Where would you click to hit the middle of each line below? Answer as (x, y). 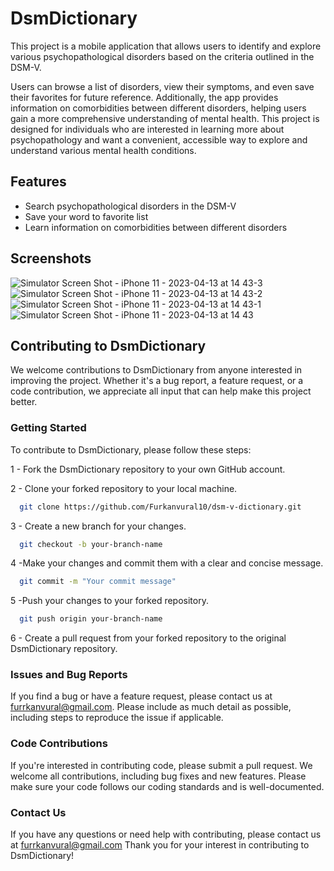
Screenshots (51, 258)
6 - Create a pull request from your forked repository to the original (148, 638)
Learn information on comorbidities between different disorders (156, 227)
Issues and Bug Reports (69, 675)
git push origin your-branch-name (91, 619)
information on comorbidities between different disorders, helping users (158, 108)
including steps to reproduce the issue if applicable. (117, 718)
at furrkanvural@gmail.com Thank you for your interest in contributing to (160, 845)
